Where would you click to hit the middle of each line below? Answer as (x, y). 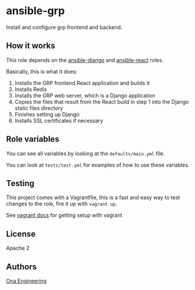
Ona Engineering (27, 281)
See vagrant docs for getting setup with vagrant (64, 215)
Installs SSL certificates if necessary (59, 120)
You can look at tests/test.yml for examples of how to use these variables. (98, 165)
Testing (20, 183)
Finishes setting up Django (47, 114)
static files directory (39, 108)
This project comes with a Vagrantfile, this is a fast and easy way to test (93, 198)
